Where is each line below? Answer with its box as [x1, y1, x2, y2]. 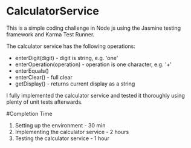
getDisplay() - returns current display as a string [15, 80, 135, 87]
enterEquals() [15, 67, 50, 74]
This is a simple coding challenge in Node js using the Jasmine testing [6, 24, 181, 32]
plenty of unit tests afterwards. [6, 98, 83, 106]
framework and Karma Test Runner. [6, 30, 95, 38]
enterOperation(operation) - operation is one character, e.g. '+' [15, 61, 172, 68]
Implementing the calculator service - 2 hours [15, 128, 129, 135]
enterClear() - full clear [15, 73, 73, 81]
